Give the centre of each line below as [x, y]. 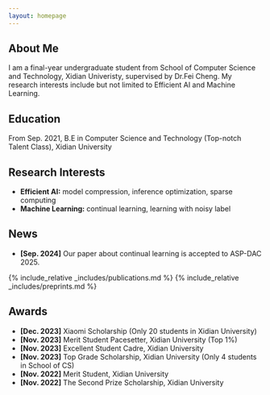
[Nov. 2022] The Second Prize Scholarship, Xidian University [122, 382]
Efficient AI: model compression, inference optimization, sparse [127, 192]
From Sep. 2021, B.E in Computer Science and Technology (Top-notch [125, 139]
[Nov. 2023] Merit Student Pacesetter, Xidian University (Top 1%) [129, 339]
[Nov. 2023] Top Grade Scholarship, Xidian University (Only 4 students [138, 356]
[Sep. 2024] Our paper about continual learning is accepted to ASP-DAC [141, 253]
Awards [28, 312]
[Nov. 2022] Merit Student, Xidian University [94, 374]
